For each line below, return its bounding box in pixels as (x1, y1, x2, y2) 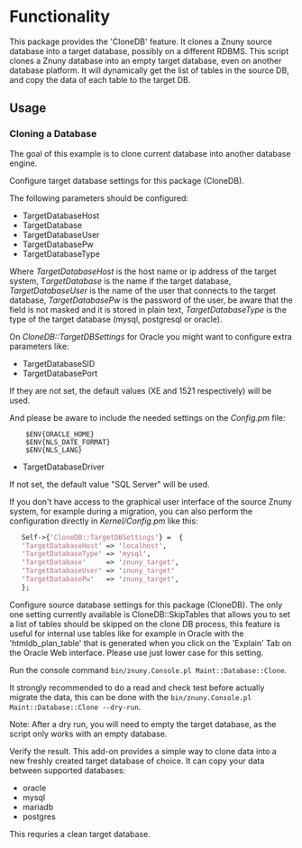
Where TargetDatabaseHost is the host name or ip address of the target (9, 266, 277, 277)
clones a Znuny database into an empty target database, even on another (9, 55, 282, 66)
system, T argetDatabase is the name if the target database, (9, 275, 232, 286)
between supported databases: (9, 764, 126, 776)
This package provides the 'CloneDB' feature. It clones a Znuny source (9, 36, 273, 47)
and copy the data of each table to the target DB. (9, 74, 191, 85)
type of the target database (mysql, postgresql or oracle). (9, 314, 223, 324)
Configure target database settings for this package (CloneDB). (9, 175, 245, 186)
